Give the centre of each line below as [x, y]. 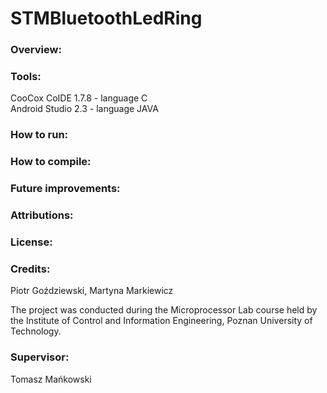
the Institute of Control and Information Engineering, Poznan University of [161, 321]
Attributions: [42, 215]
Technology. [36, 331]
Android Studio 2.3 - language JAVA [84, 109]
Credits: [30, 269]
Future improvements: [65, 189]
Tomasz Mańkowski [51, 379]
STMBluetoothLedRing [106, 18]
